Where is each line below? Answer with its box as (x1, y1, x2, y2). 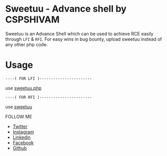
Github (12, 145, 27, 151)
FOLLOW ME (5, 113, 32, 119)
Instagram (12, 129, 34, 135)
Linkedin (12, 134, 31, 140)
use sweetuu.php (5, 85, 42, 91)
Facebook (12, 139, 34, 145)
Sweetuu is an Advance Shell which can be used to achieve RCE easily (5, 30, 154, 37)
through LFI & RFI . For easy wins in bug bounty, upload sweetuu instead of (5, 36, 162, 42)
